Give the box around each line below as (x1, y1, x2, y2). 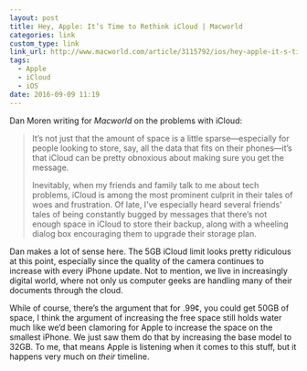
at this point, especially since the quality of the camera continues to (9, 255, 265, 266)
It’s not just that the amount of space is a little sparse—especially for (31, 132, 290, 143)
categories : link (9, 30, 76, 39)
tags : (9, 56, 30, 65)
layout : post (9, 13, 59, 23)
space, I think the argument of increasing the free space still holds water (9, 312, 282, 323)
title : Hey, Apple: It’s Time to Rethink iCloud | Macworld (9, 22, 244, 31)
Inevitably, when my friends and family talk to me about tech (31, 179, 259, 190)
